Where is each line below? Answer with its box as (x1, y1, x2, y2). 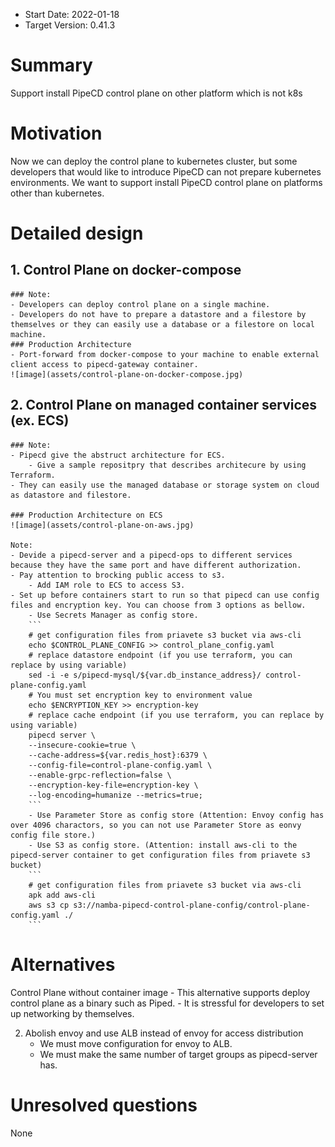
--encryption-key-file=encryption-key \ (28, 780, 199, 790)
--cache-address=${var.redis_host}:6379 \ (28, 750, 208, 760)
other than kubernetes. (10, 187, 105, 199)
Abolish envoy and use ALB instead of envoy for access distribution (24, 1027, 304, 1039)
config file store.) (10, 830, 97, 840)
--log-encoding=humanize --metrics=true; (28, 790, 203, 800)
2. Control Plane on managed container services (10, 397, 318, 414)
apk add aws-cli (28, 890, 97, 900)
